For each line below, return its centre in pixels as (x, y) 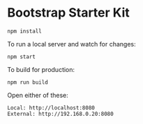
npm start (22, 57)
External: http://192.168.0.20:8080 (60, 114)
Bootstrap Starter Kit (69, 13)
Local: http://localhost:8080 (51, 108)
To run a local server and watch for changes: (71, 44)
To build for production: (41, 69)
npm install (24, 31)
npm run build (28, 82)
